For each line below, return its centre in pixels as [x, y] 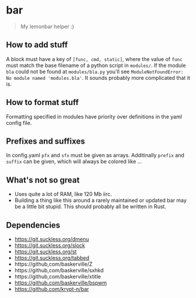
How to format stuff [42, 102]
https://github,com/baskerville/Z [53, 264]
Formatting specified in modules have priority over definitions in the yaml [94, 116]
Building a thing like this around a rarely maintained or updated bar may [101, 201]
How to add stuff [37, 45]
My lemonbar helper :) [47, 26]
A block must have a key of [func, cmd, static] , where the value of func [94, 59]
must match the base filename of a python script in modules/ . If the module [96, 65]
